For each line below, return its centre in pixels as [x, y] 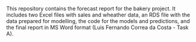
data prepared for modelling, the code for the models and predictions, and [98, 21]
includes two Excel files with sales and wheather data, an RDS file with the [98, 15]
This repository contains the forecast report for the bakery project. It [91, 9]
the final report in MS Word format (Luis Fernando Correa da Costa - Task [97, 27]
